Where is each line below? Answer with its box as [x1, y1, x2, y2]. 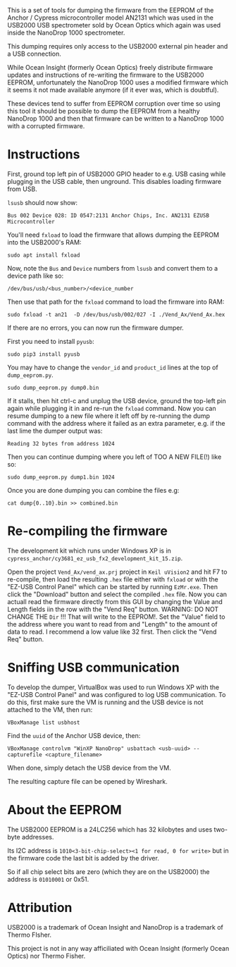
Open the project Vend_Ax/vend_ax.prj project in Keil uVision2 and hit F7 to [7, 567, 228, 576]
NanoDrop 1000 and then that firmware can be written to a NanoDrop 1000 [7, 114, 224, 123]
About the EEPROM [7, 802, 122, 818]
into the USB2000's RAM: [7, 238, 82, 246]
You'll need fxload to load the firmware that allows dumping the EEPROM [7, 230, 220, 239]
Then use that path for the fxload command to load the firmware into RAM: [7, 297, 225, 306]
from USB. [7, 185, 37, 193]
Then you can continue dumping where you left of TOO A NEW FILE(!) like [7, 452, 222, 461]
